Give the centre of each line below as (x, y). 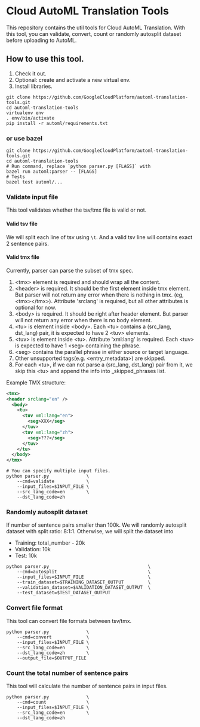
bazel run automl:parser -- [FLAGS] (52, 172)
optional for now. (36, 307)
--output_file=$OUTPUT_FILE (52, 658)
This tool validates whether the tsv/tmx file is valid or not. (76, 210)
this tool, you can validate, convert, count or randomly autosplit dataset (94, 33)
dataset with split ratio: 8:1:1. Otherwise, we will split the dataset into (90, 531)
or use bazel (24, 138)
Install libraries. (33, 86)
